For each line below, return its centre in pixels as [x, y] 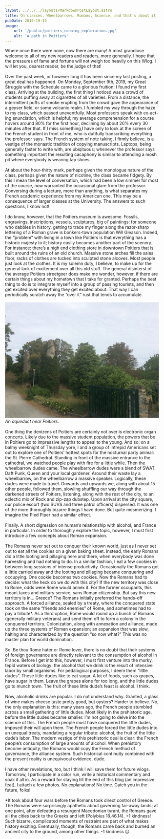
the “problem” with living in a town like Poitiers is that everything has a [76, 237]
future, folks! [18, 790]
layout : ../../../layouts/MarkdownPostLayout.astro [59, 10]
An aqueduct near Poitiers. [32, 421]
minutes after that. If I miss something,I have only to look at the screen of [78, 129]
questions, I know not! [27, 206]
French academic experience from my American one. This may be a [73, 196]
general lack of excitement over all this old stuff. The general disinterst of [79, 269]
